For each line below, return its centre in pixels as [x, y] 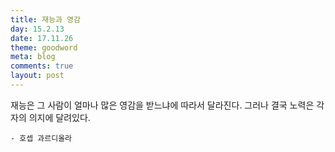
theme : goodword [44, 47]
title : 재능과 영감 [45, 19]
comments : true [42, 66]
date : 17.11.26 [42, 38]
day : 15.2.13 [37, 29]
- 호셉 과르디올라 [41, 138]
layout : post [37, 76]
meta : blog [33, 57]
